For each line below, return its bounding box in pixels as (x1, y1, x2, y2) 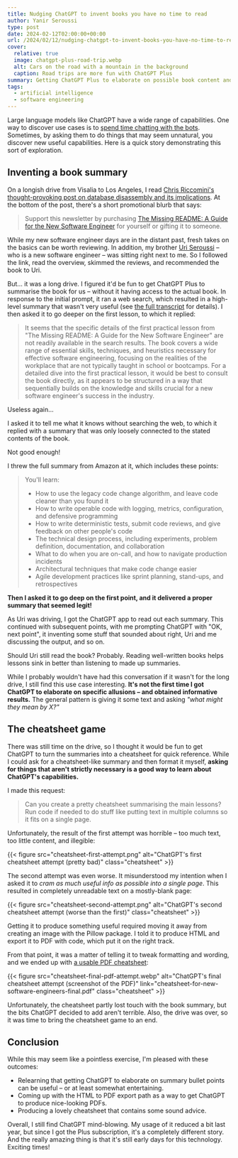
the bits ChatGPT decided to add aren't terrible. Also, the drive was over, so (7, 1008, 228, 1017)
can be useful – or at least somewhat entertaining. (17, 1084, 164, 1093)
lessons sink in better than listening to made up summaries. (7, 659, 181, 667)
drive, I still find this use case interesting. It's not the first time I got (7, 680, 204, 688)
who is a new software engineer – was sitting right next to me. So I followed (7, 250, 228, 259)
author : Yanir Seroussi (7, 17, 78, 24)
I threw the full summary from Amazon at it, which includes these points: (7, 461, 219, 470)
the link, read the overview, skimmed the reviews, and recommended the (7, 258, 220, 266)
